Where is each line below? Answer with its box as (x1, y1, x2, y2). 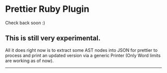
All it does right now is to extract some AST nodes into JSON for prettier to (5, 47, 158, 53)
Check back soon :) (5, 20, 46, 26)
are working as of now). (5, 58, 54, 64)
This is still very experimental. (5, 34, 101, 42)
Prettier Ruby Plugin (5, 3, 89, 15)
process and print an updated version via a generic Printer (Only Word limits (5, 52, 161, 58)
